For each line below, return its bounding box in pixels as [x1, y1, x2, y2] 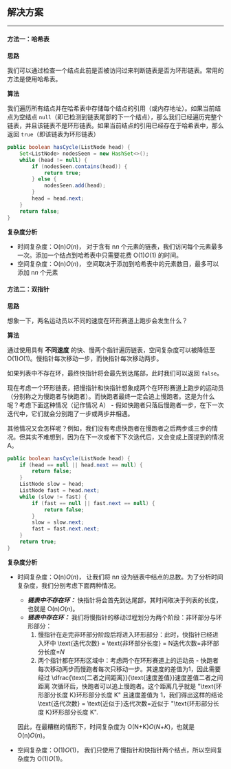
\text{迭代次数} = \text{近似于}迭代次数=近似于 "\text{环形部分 [37, 699, 214, 708]
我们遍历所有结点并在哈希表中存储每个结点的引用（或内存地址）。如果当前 [7, 104, 215, 112]
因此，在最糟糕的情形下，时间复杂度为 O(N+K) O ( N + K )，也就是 [16, 722, 195, 730]
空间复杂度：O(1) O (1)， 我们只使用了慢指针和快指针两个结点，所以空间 [16, 746, 217, 754]
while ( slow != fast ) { [19, 493, 88, 500]
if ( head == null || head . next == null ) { [19, 461, 143, 469]
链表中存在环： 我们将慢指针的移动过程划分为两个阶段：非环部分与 [27, 613, 217, 622]
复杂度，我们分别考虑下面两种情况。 [16, 581, 120, 589]
